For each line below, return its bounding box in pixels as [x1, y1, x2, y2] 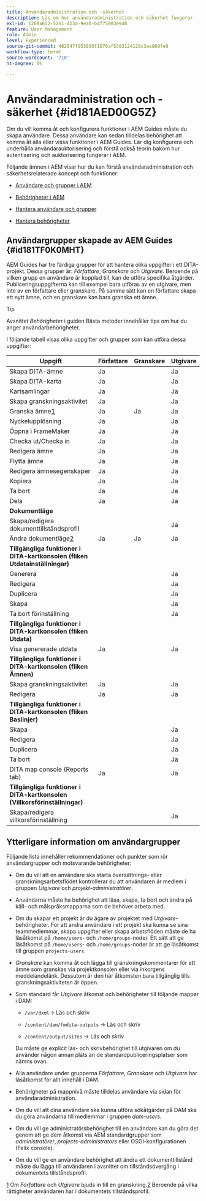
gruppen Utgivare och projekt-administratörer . [15, 884, 133, 892]
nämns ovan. [15, 1057, 48, 1065]
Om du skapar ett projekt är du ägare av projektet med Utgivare [15, 915, 176, 922]
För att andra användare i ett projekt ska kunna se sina [51, 921, 188, 929]
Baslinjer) [9, 715, 39, 724]
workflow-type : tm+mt [6, 49, 62, 55]
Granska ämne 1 [9, 407, 56, 416]
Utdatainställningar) [9, 559, 69, 568]
